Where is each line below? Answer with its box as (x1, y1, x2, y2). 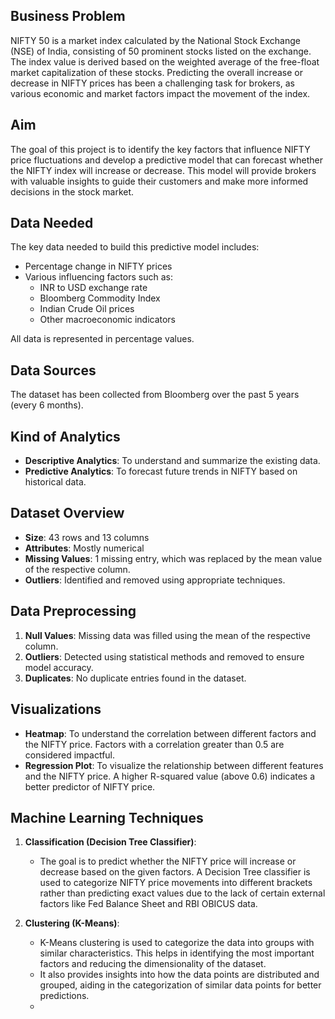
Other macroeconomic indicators (39, 314, 177, 326)
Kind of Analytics (10, 428, 121, 445)
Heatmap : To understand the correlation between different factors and (24, 727, 317, 739)
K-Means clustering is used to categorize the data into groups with (39, 937, 315, 949)
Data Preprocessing (10, 603, 137, 620)
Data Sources (10, 362, 97, 379)
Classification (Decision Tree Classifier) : (24, 836, 197, 848)
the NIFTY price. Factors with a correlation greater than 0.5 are (24, 738, 285, 750)
